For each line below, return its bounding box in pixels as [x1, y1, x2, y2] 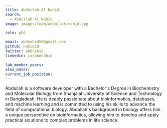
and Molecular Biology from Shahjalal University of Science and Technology [5, 90, 162, 96]
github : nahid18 [5, 44, 39, 49]
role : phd [5, 30, 26, 35]
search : [5, 12, 22, 17]
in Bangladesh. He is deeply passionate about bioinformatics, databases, [5, 96, 156, 102]
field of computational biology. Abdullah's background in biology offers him [5, 106, 161, 112]
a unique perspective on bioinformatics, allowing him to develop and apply [5, 112, 159, 118]
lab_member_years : [5, 62, 44, 67]
